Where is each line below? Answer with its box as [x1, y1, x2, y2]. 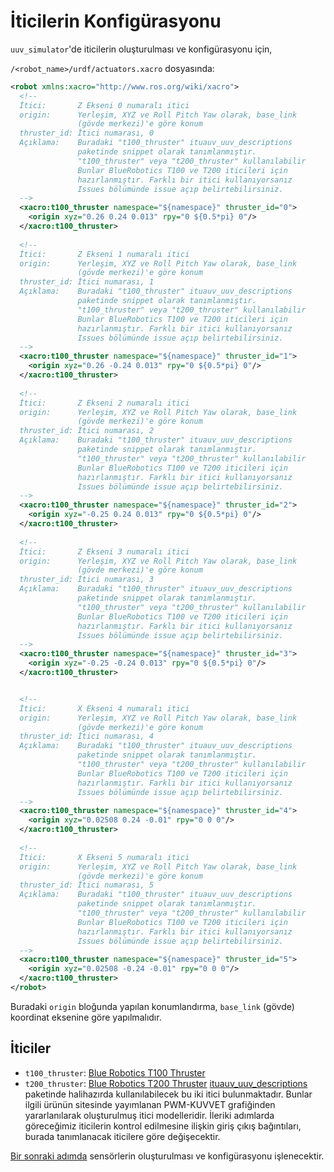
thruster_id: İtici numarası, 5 [19, 880, 155, 890]
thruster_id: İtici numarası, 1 [19, 277, 155, 287]
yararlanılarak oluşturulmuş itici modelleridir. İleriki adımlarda [24, 1109, 275, 1121]
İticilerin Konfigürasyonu [10, 10, 222, 33]
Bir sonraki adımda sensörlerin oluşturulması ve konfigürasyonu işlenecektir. [10, 1150, 325, 1162]
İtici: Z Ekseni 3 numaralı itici [19, 546, 190, 557]
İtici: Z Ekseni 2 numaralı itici [19, 398, 190, 408]
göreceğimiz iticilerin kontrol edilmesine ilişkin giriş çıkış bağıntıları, [24, 1120, 302, 1132]
